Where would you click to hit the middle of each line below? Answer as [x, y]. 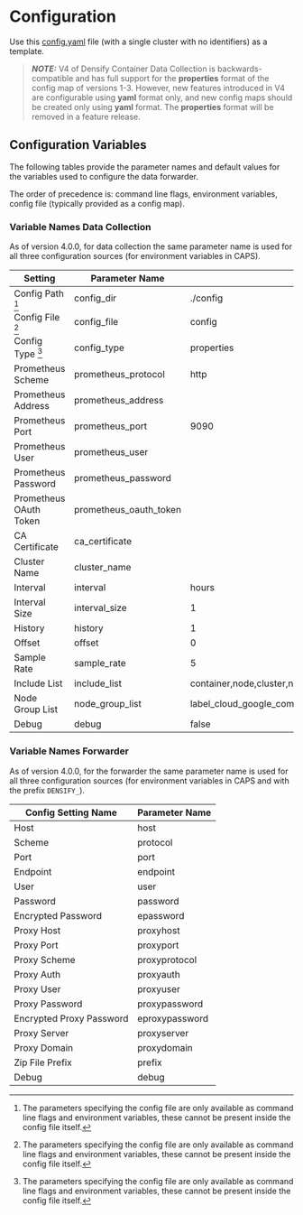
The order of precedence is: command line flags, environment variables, [143, 194]
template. [27, 51]
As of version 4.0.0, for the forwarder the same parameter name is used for [149, 771]
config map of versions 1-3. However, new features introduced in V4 [158, 88]
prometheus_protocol [119, 375]
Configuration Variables [78, 145]
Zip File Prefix [43, 1062]
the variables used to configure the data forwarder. [104, 176]
